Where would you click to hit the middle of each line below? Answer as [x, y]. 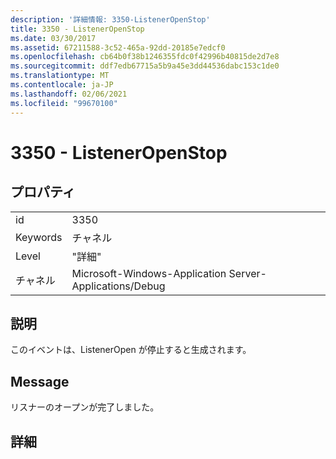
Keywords [39, 237]
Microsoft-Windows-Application [149, 273]
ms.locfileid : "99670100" [64, 103]
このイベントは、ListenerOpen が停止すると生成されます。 [131, 350]
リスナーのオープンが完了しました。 [85, 407]
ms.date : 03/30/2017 [53, 38]
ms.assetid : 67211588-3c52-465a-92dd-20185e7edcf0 [118, 47]
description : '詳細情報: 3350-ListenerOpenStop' [110, 19]
